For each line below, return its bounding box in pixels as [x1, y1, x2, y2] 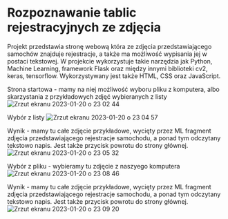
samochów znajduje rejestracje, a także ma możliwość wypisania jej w [7, 50, 207, 58]
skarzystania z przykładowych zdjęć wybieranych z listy [7, 92, 167, 101]
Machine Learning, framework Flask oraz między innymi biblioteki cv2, [7, 64, 209, 73]
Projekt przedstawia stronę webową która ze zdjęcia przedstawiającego [7, 42, 212, 50]
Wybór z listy [7, 113, 45, 122]
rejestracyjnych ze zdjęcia [7, 19, 161, 35]
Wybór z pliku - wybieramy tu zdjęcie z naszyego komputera [7, 162, 180, 170]
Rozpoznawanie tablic [7, 5, 137, 21]
